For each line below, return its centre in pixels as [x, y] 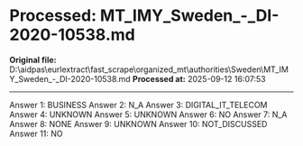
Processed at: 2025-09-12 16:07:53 [199, 78]
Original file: [33, 59]
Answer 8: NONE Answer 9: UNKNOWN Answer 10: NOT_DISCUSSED [138, 123]
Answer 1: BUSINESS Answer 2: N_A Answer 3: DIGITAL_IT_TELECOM [138, 105]
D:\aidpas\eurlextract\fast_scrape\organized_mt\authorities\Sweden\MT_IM [149, 69]
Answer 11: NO [36, 133]
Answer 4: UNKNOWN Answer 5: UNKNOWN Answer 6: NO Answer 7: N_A [148, 114]
